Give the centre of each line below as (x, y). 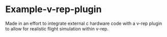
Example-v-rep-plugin (53, 9)
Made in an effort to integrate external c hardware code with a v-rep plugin (84, 23)
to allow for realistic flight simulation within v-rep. (57, 28)
